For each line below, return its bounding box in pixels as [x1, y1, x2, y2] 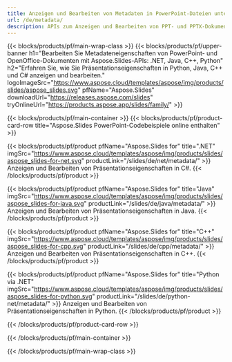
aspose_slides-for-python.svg [7, 292, 93, 301]
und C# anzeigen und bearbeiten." [7, 71, 105, 79]
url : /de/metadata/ [7, 17, 64, 23]
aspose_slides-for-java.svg [7, 200, 84, 208]
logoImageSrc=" [7, 79, 54, 87]
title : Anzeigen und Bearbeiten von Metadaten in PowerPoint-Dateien [7, 10, 212, 17]
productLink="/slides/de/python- [96, 292, 191, 301]
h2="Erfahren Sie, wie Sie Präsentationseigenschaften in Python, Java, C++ [7, 64, 223, 73]
